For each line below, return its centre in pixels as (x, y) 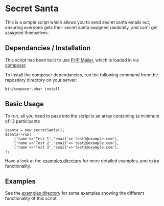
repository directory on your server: (41, 80)
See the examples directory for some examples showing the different (75, 193)
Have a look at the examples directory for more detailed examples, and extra (82, 161)
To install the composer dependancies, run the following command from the (82, 75)
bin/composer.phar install (33, 89)
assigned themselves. (27, 32)
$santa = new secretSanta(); (35, 130)
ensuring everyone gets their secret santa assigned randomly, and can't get (82, 27)
